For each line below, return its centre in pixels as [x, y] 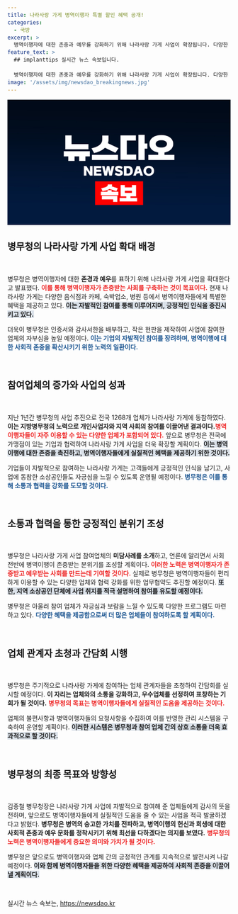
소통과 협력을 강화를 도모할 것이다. [61, 485]
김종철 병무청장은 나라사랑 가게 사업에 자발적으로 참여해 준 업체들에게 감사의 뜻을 [119, 806]
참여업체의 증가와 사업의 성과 [67, 385]
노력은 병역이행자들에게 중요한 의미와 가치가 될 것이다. [81, 842]
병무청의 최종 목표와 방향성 [62, 774]
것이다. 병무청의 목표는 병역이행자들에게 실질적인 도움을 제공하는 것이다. [126, 703]
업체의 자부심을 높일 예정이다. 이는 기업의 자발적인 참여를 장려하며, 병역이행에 [113, 338]
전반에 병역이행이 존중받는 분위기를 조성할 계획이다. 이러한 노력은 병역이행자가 [115, 565]
